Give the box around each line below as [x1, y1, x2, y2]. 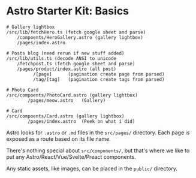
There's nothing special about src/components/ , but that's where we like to [6, 147, 190, 154]
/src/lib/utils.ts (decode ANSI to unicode [6, 55, 117, 61]
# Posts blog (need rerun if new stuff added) [6, 50, 125, 56]
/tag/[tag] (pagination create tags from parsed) [32, 76, 165, 82]
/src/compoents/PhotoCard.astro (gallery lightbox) [6, 92, 138, 98]
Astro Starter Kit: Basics [6, 4, 129, 18]
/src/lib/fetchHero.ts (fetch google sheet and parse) [6, 29, 146, 35]
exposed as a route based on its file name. [6, 135, 111, 142]
